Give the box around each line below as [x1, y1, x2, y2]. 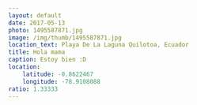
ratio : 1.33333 [8, 84, 59, 93]
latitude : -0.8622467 [22, 70, 93, 78]
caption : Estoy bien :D [8, 56, 87, 64]
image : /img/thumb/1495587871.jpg [8, 33, 123, 42]
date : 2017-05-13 [8, 19, 66, 27]
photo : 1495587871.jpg [8, 26, 83, 34]
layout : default [8, 11, 62, 20]
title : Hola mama [8, 48, 66, 56]
